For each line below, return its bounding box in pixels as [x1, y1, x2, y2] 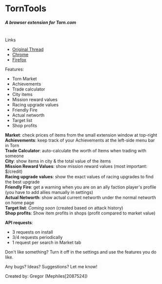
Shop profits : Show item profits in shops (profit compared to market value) [5, 210, 156, 216]
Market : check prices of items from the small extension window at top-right [5, 132, 158, 138]
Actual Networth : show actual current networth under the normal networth [5, 194, 156, 201]
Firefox [12, 57, 27, 63]
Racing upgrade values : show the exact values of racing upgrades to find [5, 174, 154, 180]
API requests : [5, 220, 33, 226]
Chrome [12, 52, 29, 58]
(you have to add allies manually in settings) [5, 189, 94, 195]
